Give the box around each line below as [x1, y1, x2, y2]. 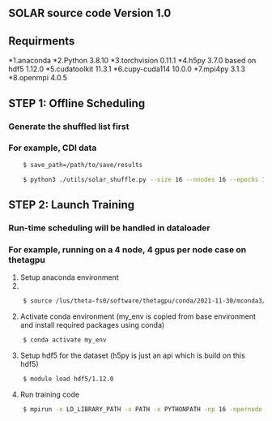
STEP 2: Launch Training [8, 198, 135, 212]
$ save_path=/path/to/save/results [23, 161, 143, 169]
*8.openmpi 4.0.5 [8, 73, 67, 83]
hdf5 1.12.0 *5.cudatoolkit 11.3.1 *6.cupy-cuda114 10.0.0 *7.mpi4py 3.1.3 [8, 64, 245, 74]
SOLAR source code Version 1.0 [8, 6, 172, 20]
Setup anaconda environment [19, 273, 119, 282]
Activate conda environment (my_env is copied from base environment [19, 311, 257, 321]
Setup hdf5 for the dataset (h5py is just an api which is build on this [19, 350, 245, 360]
